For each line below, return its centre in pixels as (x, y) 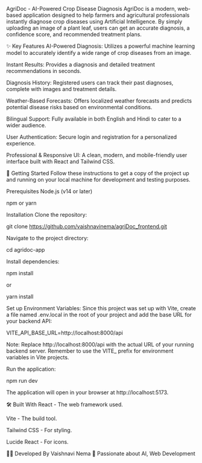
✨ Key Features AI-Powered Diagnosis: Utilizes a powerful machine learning (101, 46)
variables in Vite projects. (38, 357)
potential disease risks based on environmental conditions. (79, 107)
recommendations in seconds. (44, 71)
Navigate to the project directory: (47, 238)
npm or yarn (22, 203)
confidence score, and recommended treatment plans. (74, 34)
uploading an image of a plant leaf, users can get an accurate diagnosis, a (98, 28)
